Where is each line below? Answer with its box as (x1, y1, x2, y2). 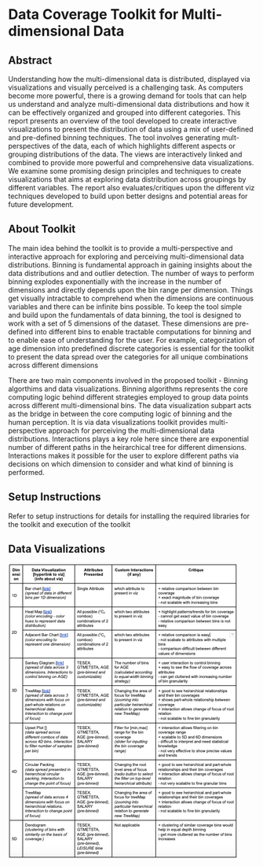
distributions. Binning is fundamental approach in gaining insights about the (8, 260, 253, 269)
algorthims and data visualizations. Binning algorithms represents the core (8, 384, 249, 393)
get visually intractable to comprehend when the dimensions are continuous (8, 293, 254, 303)
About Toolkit (8, 223, 76, 236)
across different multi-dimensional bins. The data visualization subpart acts (8, 400, 252, 410)
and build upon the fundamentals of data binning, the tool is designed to (8, 310, 242, 319)
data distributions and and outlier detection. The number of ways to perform (8, 268, 254, 278)
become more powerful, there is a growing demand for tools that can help (8, 91, 247, 100)
